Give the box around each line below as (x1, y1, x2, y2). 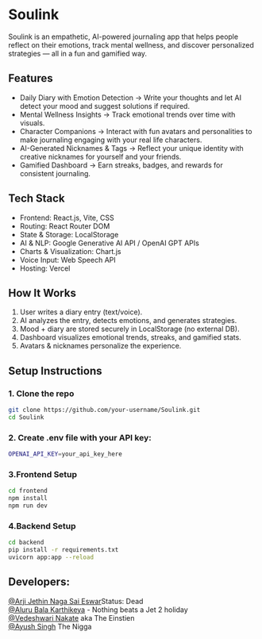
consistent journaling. (19, 168, 91, 178)
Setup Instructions (8, 364, 102, 378)
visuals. (19, 117, 45, 128)
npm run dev (8, 502, 48, 510)
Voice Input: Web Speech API (19, 255, 117, 264)
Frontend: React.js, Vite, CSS (19, 213, 114, 222)
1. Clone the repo (8, 387, 75, 398)
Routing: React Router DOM (19, 221, 110, 231)
